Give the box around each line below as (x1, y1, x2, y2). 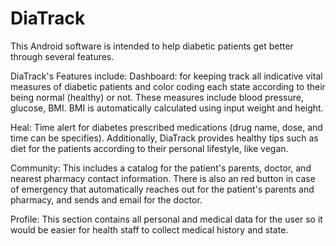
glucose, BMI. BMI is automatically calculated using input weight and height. (10, 102, 324, 114)
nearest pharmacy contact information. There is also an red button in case (10, 172, 316, 184)
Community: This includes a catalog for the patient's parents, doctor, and (10, 162, 312, 174)
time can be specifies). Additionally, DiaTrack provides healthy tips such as (10, 132, 319, 144)
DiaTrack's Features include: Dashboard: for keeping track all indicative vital (10, 70, 323, 82)
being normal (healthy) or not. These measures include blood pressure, (10, 91, 304, 103)
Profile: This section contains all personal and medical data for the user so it (10, 213, 323, 225)
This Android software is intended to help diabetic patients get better (10, 40, 294, 52)
